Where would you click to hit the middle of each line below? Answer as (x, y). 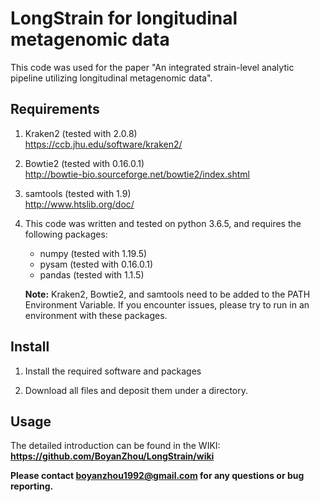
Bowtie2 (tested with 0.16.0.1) (84, 163)
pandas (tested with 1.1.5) (92, 274)
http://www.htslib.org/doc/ (79, 204)
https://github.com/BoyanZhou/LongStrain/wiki (112, 456)
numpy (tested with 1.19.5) (93, 253)
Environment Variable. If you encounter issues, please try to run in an (167, 304)
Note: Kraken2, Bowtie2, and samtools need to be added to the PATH (167, 294)
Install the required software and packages (113, 371)
